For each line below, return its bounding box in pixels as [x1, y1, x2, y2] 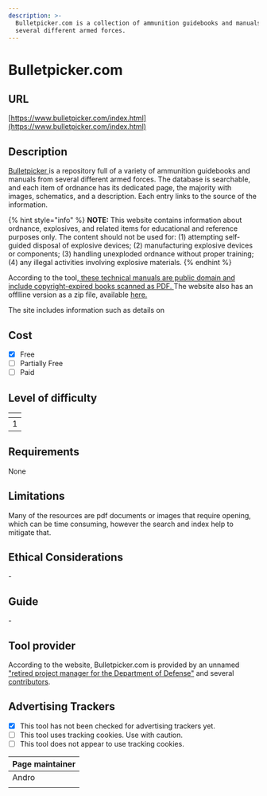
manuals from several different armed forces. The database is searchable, [8, 174, 251, 184]
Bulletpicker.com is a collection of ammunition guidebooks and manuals [15, 19, 261, 27]
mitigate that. [8, 527, 52, 537]
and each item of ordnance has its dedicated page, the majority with [8, 183, 232, 193]
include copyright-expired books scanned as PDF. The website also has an [8, 282, 253, 291]
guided [8, 240, 32, 251]
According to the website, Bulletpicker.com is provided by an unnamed [8, 660, 240, 669]
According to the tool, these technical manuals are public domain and [8, 273, 236, 283]
